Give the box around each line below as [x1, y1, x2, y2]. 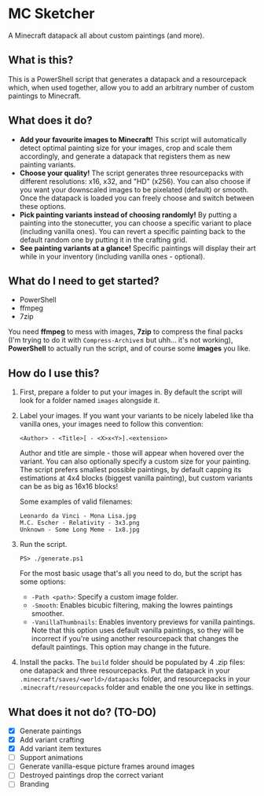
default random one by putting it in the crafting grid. [19, 235, 188, 244]
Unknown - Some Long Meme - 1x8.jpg [19, 526, 140, 534]
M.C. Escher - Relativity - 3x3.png [19, 519, 140, 527]
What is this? [8, 53, 74, 67]
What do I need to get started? [8, 274, 159, 288]
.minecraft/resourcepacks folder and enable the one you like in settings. [19, 683, 254, 692]
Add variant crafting [19, 735, 85, 745]
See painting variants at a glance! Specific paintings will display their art [19, 243, 256, 252]
